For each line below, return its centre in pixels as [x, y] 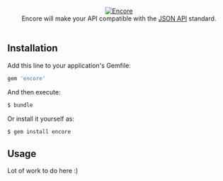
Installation [33, 49]
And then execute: [34, 92]
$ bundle [20, 105]
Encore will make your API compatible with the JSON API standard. [119, 18]
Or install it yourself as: [41, 119]
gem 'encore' [27, 78]
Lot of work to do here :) [43, 171]
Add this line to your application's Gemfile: [69, 65]
